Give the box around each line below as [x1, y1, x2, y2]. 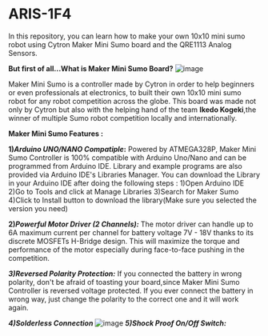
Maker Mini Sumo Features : [8, 129, 104, 138]
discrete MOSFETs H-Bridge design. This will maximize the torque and [8, 236, 240, 246]
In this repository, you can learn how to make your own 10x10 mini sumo [8, 31, 246, 41]
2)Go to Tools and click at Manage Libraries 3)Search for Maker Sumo [8, 186, 239, 196]
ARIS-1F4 [8, 5, 72, 23]
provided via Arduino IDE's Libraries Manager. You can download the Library [8, 170, 260, 179]
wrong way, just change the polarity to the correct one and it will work [8, 294, 239, 304]
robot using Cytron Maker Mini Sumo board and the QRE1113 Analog [8, 39, 232, 49]
